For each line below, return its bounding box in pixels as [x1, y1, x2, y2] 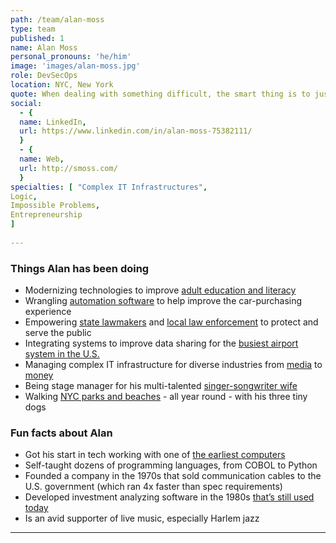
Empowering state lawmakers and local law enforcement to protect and [24, 316, 319, 328]
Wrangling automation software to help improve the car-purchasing [24, 295, 303, 307]
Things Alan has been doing [10, 261, 150, 275]
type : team [10, 24, 56, 34]
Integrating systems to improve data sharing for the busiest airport [24, 337, 299, 350]
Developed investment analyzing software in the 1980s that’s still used [24, 491, 315, 503]
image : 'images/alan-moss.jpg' [10, 61, 141, 71]
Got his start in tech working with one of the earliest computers [24, 449, 286, 461]
